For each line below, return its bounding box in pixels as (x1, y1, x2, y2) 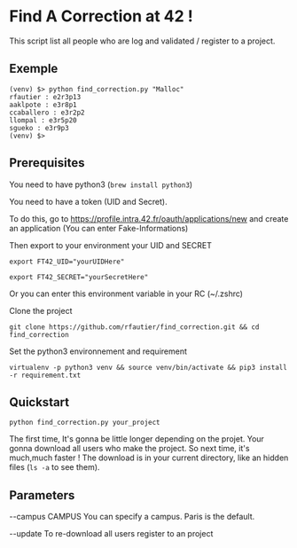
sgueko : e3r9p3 (9, 123, 69, 132)
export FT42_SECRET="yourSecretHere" (9, 272, 149, 281)
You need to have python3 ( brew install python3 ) (9, 179, 193, 190)
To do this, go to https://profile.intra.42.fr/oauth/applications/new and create (9, 213, 289, 223)
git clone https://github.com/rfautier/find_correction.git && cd (9, 322, 260, 332)
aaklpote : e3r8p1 (9, 100, 77, 109)
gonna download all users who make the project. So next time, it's (9, 443, 250, 454)
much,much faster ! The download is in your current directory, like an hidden (9, 452, 289, 463)
